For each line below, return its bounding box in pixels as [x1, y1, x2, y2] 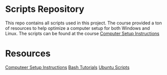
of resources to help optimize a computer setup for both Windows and [5, 25, 150, 31]
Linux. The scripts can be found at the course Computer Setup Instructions [5, 30, 159, 36]
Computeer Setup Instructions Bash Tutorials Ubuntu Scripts [5, 64, 130, 70]
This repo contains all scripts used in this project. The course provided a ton [5, 20, 162, 26]
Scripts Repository [5, 3, 84, 15]
